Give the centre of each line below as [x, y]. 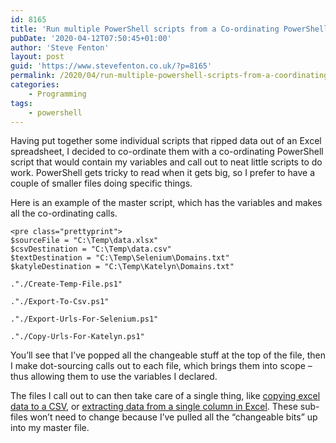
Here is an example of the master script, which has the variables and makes [166, 203]
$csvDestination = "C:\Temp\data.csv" [91, 249]
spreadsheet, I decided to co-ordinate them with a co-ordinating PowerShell [167, 152]
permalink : [33, 76]
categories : [35, 85]
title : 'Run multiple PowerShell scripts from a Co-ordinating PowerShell [169, 29]
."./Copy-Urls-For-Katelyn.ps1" [77, 337]
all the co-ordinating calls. [64, 213]
